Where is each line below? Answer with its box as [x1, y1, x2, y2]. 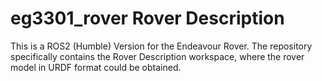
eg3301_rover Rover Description [10, 7, 285, 30]
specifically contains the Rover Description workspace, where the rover [10, 50, 305, 62]
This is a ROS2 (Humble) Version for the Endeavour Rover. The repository [10, 40, 313, 52]
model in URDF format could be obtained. [10, 61, 182, 73]
